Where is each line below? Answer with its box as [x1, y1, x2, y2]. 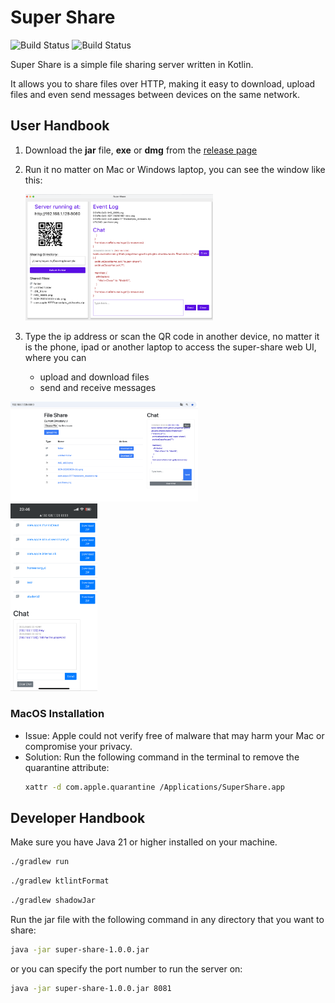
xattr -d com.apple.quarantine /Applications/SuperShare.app [24, 782, 286, 792]
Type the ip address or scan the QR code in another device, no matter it [24, 330, 320, 342]
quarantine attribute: [24, 761, 110, 773]
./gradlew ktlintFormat [10, 876, 110, 886]
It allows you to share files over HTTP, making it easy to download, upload [10, 77, 316, 90]
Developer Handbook [10, 809, 146, 826]
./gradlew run [10, 857, 70, 867]
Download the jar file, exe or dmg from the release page [24, 144, 258, 156]
